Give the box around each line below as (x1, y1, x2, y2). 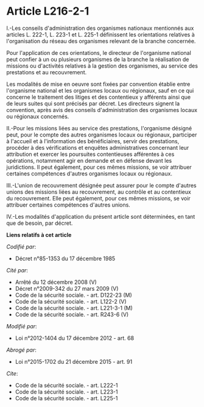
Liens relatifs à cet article (6, 231, 72, 238)
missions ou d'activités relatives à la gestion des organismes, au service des (6, 62, 198, 69)
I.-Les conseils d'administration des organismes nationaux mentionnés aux (6, 24, 194, 32)
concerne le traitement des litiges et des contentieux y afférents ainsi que (6, 93, 191, 101)
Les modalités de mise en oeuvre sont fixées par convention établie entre (6, 80, 191, 88)
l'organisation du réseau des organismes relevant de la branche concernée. (6, 37, 196, 44)
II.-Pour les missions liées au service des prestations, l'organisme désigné (6, 124, 192, 132)
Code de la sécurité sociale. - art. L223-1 (15, 388, 118, 395)
